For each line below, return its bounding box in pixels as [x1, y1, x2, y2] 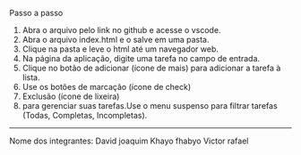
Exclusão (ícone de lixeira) [21, 91, 120, 102]
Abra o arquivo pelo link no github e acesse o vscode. [21, 25, 221, 35]
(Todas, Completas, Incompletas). [21, 110, 148, 120]
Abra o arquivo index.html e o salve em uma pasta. [21, 35, 210, 45]
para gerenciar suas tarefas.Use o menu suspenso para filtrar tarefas [21, 101, 278, 110]
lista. [21, 72, 40, 83]
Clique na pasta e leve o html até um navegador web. [21, 44, 219, 54]
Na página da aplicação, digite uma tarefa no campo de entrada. [21, 53, 261, 63]
